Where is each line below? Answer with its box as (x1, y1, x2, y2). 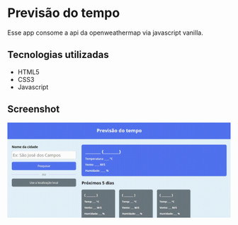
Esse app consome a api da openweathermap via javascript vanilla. (7, 28, 203, 37)
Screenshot (7, 103, 60, 115)
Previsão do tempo (7, 5, 120, 21)
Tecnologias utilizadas (7, 49, 109, 61)
